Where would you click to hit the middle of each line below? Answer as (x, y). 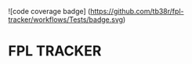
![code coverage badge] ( (49, 11)
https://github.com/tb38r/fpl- (137, 11)
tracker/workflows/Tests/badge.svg (66, 20)
